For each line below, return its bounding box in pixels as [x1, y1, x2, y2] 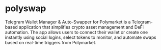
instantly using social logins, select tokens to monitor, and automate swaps [5, 34, 157, 40]
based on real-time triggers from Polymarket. [5, 39, 97, 45]
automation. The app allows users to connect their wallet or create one [5, 29, 148, 35]
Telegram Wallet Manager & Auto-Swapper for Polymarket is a [5, 19, 131, 25]
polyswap [5, 3, 46, 14]
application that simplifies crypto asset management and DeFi [19, 24, 144, 30]
